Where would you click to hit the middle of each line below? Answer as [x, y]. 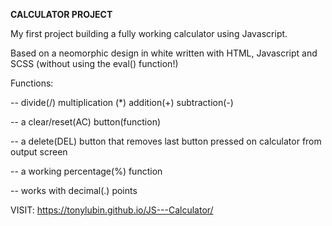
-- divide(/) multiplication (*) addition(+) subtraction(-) [122, 102]
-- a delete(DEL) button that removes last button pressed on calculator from [166, 141]
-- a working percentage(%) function [86, 171]
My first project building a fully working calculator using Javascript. [149, 33]
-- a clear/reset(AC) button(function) [86, 122]
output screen [39, 152]
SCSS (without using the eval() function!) [94, 63]
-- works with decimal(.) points [74, 190]
